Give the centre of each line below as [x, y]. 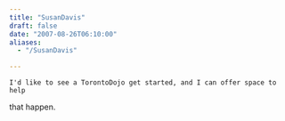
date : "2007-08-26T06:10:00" [63, 34]
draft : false [33, 26]
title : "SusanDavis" [48, 17]
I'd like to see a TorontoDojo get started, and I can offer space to [143, 83]
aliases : [25, 42]
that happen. [33, 107]
